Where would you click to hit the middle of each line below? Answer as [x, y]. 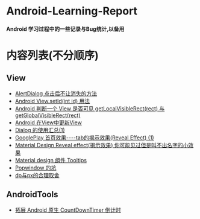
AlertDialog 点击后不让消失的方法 [56, 93]
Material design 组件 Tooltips [51, 160]
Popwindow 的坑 [36, 168]
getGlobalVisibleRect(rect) [48, 115]
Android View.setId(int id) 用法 [52, 101]
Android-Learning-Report [72, 11]
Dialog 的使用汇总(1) [40, 130]
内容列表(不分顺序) [53, 55]
